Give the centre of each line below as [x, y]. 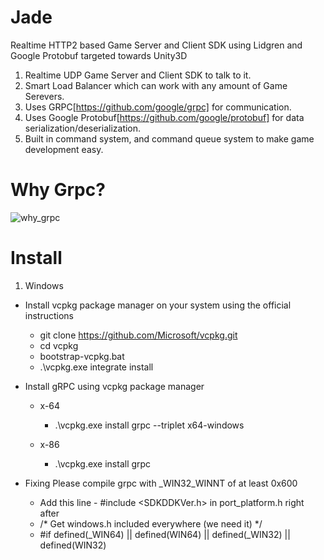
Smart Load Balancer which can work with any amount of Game [156, 85]
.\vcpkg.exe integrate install [96, 367]
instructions [49, 315]
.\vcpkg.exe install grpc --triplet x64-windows [149, 425]
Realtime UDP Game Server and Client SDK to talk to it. [138, 75]
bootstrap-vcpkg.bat [82, 356]
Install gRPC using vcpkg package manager [114, 386]
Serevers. [44, 96]
